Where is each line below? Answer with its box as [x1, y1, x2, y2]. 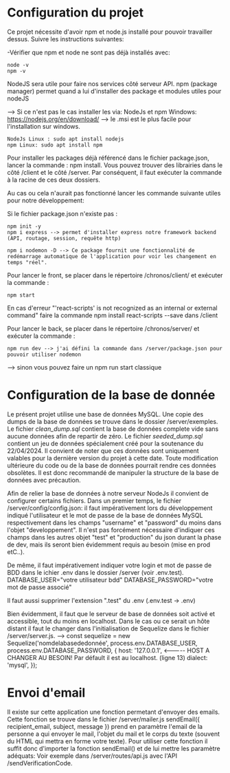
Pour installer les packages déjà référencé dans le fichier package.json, [7, 153, 209, 162]
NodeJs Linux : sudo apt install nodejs [7, 136, 125, 142]
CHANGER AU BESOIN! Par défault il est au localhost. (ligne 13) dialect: [7, 653, 208, 661]
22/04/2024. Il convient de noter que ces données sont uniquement [7, 446, 199, 455]
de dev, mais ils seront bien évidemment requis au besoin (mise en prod [7, 540, 211, 549]
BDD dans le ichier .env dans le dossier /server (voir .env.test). [7, 568, 184, 576]
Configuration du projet [7, 5, 144, 21]
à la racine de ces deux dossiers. [7, 176, 101, 184]
